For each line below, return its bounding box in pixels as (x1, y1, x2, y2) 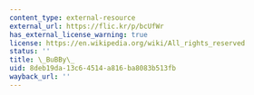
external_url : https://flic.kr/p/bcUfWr (9, 22, 165, 31)
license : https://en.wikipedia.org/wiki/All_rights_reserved (9, 38, 246, 48)
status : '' (9, 47, 51, 56)
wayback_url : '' (9, 72, 71, 81)
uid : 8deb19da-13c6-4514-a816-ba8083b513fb (9, 64, 177, 73)
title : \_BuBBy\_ (9, 55, 75, 64)
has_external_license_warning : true (9, 30, 148, 39)
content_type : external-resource (9, 13, 136, 23)
